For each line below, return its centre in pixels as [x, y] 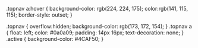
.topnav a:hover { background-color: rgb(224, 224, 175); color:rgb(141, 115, [97, 9]
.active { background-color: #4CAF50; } [55, 39]
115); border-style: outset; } [39, 15]
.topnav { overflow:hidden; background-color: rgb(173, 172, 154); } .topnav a [99, 26]
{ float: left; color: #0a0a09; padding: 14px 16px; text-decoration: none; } [95, 33]
